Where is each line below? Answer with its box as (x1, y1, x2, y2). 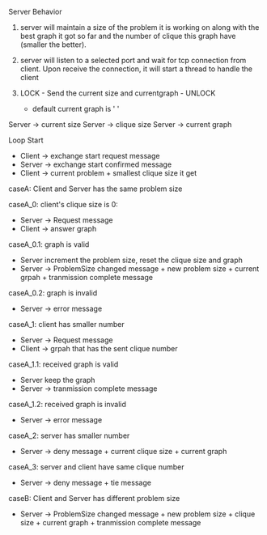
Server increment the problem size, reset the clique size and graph (19, 255, 243, 265)
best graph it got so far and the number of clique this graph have (19, 32, 236, 40)
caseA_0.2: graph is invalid (8, 288, 98, 298)
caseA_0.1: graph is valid (8, 240, 90, 249)
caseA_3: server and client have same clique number (8, 462, 184, 472)
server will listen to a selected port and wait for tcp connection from (19, 56, 247, 65)
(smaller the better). (19, 40, 87, 49)
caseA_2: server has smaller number (8, 431, 130, 440)
